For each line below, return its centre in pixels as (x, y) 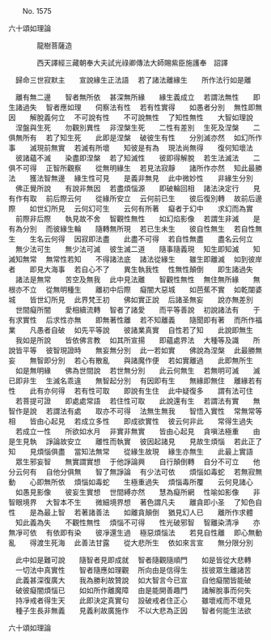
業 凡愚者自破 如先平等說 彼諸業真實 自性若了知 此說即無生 (131, 330)
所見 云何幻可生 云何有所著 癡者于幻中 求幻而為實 (152, 209)
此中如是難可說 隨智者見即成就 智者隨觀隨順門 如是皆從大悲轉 (133, 560)
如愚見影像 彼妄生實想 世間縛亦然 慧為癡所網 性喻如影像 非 (138, 492)
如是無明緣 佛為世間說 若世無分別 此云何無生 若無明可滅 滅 (138, 371)
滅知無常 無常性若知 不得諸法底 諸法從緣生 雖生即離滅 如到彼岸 (135, 259)
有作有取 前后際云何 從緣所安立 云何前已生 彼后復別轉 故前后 (132, 198)
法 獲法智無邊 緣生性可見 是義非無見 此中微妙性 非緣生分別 (131, 178)
